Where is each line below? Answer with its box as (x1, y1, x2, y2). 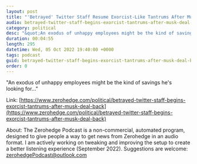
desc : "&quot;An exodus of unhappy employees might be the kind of (6, 30, 175, 36)
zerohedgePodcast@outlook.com (6, 152, 87, 159)
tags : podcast (6, 52, 41, 58)
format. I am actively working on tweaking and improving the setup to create (6, 139, 191, 146)
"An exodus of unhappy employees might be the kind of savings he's (6, 79, 172, 86)
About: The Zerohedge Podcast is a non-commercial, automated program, (6, 127, 185, 134)
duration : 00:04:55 (6, 36, 54, 42)
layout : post (6, 8, 38, 15)
